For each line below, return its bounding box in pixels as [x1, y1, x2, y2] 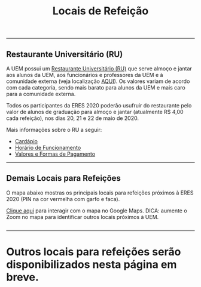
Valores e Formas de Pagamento [14, 150, 96, 158]
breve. [6, 270, 39, 284]
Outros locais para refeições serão [6, 245, 181, 258]
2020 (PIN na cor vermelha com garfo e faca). [6, 195, 120, 202]
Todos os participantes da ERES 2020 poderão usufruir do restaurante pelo [6, 102, 192, 109]
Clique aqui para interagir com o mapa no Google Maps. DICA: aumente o [6, 207, 187, 214]
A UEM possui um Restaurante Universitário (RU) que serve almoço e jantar [6, 65, 193, 72]
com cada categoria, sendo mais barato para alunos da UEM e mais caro [6, 84, 185, 91]
